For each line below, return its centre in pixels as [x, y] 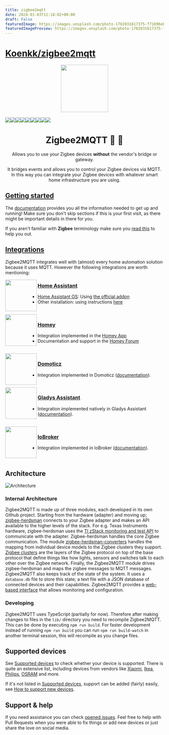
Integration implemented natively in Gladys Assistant [92, 408]
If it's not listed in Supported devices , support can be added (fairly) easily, [82, 684]
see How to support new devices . [40, 689]
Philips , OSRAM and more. [32, 674]
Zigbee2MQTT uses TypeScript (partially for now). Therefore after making [82, 614]
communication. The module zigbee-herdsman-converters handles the [79, 542]
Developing [20, 603]
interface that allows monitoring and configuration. [72, 590]
